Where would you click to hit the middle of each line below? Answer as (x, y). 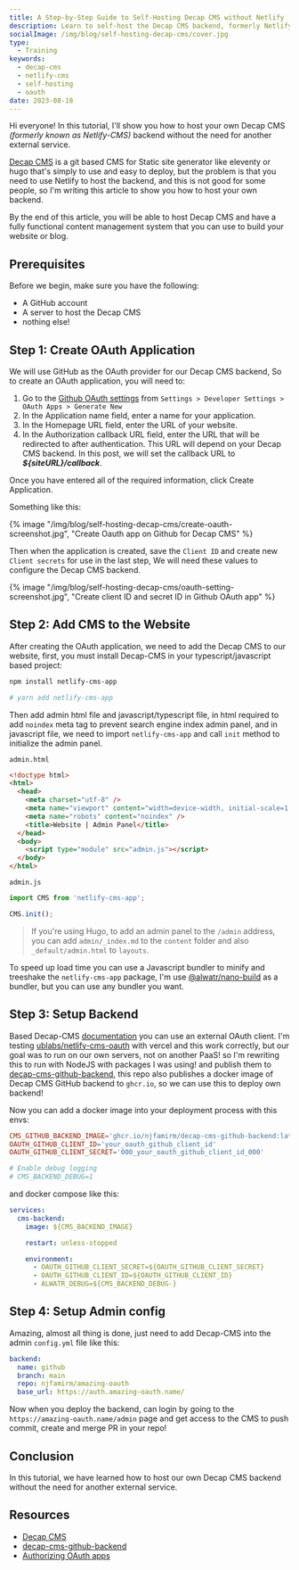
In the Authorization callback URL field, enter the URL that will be (141, 434)
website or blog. (39, 236)
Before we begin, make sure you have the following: (104, 285)
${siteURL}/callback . (62, 463)
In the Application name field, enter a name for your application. (139, 415)
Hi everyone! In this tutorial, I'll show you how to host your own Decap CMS (147, 126)
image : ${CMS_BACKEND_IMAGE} (79, 1227)
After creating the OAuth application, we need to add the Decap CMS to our (148, 646)
